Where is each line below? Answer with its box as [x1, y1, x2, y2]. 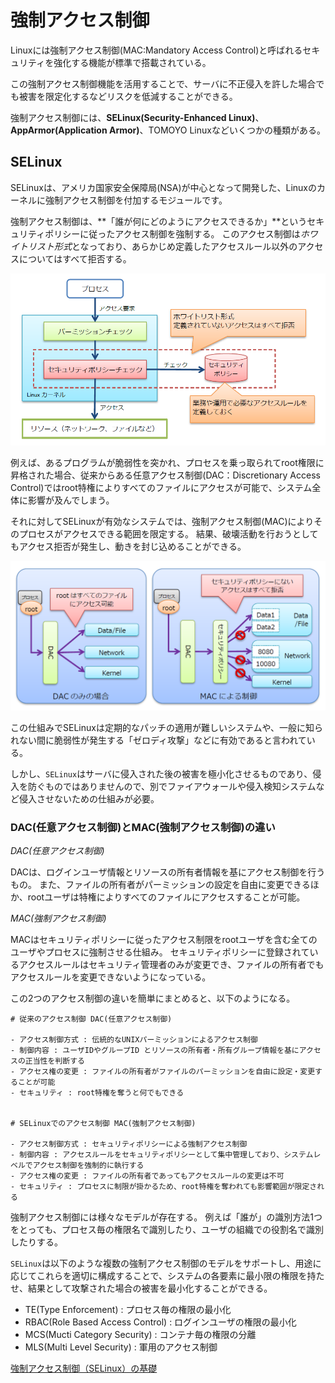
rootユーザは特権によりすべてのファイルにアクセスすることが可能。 [27, 891, 306, 903]
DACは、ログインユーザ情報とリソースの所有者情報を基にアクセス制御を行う [10, 866, 326, 878]
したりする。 [10, 1236, 63, 1248]
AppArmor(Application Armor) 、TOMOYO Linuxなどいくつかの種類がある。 [10, 124, 326, 136]
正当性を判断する [24, 1056, 85, 1066]
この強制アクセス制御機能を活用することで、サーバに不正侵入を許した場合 [10, 77, 317, 90]
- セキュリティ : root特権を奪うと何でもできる [10, 1088, 185, 1098]
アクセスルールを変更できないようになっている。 [10, 971, 212, 983]
